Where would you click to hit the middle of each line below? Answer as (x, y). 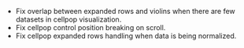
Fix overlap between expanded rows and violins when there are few (126, 11)
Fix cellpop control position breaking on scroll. (91, 27)
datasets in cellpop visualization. (68, 19)
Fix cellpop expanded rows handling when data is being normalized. (126, 36)
